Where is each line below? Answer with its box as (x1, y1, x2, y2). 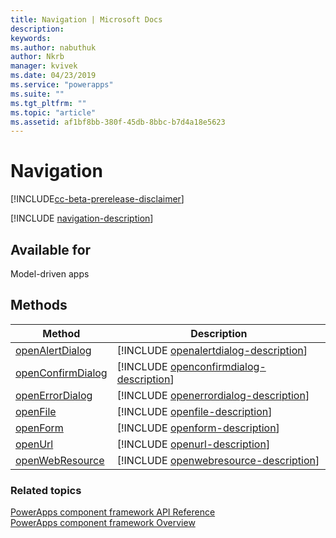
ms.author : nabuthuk (10, 42, 97, 53)
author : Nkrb (10, 52, 65, 62)
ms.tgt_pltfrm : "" (10, 98, 87, 108)
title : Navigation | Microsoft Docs (10, 14, 163, 25)
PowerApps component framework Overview (10, 517, 196, 529)
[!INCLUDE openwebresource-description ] (116, 453, 320, 467)
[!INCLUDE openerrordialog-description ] (116, 388, 310, 402)
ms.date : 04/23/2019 (10, 71, 97, 81)
